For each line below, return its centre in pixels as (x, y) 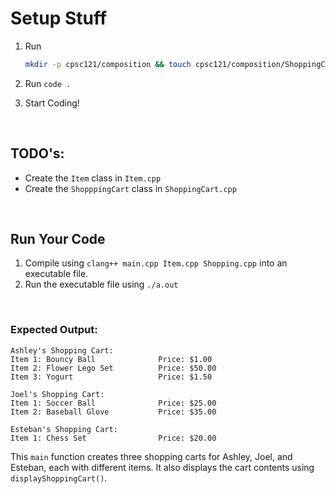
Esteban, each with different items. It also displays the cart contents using (162, 467)
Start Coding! (52, 103)
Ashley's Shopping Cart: (62, 350)
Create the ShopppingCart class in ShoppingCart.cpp (130, 188)
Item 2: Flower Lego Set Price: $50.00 (113, 368)
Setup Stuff (59, 18)
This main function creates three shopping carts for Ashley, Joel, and (151, 456)
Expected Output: (54, 330)
